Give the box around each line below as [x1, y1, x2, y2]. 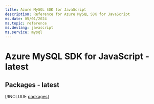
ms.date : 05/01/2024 [5, 16, 47, 21]
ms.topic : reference [5, 21, 47, 26]
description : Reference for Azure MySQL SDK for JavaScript [5, 12, 131, 17]
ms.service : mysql [5, 30, 43, 35]
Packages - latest [5, 81, 60, 89]
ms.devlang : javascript [5, 25, 54, 30]
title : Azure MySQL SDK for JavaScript [5, 7, 87, 12]
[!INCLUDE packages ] [5, 94, 49, 99]
